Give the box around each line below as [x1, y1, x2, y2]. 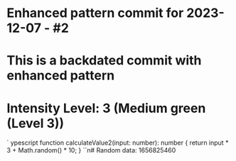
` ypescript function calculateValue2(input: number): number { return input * [6, 138, 229, 147]
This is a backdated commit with [6, 52, 202, 69]
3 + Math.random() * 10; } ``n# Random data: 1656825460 [6, 146, 176, 155]
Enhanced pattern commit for [6, 5, 184, 21]
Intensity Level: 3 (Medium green [6, 100, 206, 116]
